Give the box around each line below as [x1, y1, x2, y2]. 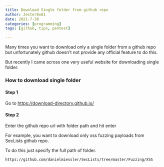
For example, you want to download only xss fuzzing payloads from [5, 132, 145, 138]
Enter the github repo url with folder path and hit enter [5, 123, 116, 129]
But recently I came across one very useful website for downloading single [5, 59, 159, 65]
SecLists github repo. [5, 138, 49, 144]
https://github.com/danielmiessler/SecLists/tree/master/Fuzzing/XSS [5, 157, 153, 162]
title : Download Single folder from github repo [5, 7, 108, 12]
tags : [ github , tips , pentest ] [5, 26, 70, 31]
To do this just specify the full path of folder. [5, 147, 96, 153]
